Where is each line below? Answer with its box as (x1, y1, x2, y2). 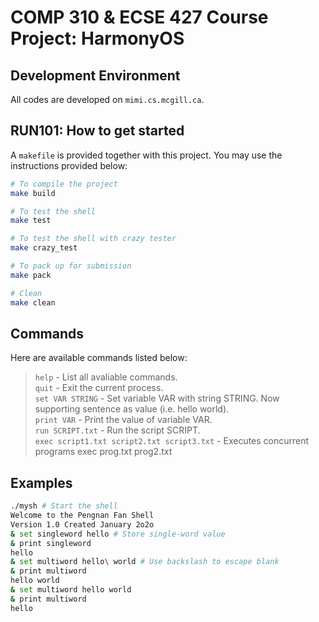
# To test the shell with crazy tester (10, 234, 177, 244)
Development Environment (10, 67, 181, 84)
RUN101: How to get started (10, 122, 185, 140)
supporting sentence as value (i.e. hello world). (34, 403, 230, 415)
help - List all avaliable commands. (34, 371, 178, 383)
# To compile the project (10, 179, 118, 189)
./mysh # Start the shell (10, 501, 118, 511)
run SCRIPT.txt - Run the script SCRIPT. (34, 424, 201, 436)
